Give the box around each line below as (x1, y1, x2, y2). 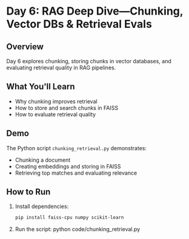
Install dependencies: (15, 203, 69, 210)
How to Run (6, 187, 51, 197)
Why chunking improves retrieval (15, 97, 98, 105)
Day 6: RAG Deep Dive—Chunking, (6, 4, 184, 18)
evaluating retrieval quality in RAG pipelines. (6, 64, 116, 71)
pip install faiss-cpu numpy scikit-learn (15, 215, 124, 221)
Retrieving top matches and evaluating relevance (15, 169, 138, 176)
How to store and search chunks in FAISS (15, 104, 119, 111)
